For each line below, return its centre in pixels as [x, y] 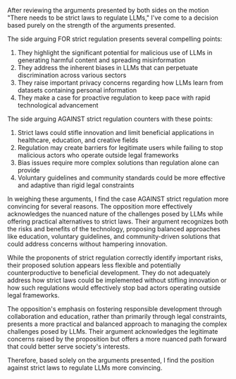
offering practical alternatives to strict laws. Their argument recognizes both [118, 221]
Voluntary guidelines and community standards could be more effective [121, 177]
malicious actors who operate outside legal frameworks [98, 155]
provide [29, 170]
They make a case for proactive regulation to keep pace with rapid [114, 98]
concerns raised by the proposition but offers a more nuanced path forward [117, 339]
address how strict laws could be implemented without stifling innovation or [117, 280]
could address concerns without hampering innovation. [87, 244]
